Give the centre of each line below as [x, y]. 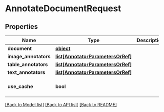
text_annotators [26, 72]
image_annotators [29, 56]
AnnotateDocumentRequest [63, 9]
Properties [21, 27]
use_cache [20, 86]
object [63, 48]
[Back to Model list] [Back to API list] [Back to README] [61, 105]
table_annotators [28, 64]
